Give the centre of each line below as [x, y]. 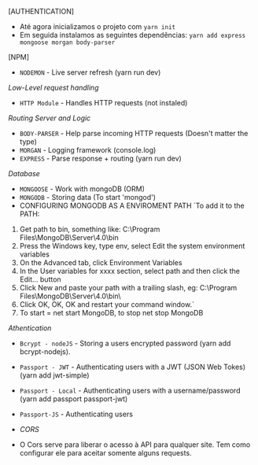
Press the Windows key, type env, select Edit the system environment [132, 246]
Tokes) [234, 367]
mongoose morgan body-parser [67, 42]
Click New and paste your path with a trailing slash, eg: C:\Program [128, 288]
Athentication [30, 328]
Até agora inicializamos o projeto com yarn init [97, 26]
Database [24, 173]
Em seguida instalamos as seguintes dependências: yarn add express [133, 35]
